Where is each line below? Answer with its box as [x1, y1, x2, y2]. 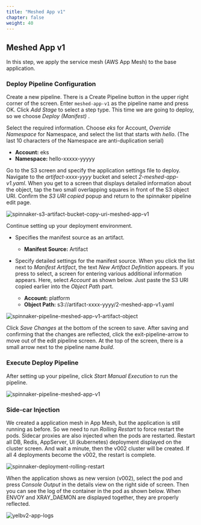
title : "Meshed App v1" [6, 8, 66, 15]
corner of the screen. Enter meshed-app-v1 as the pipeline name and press [6, 100, 189, 107]
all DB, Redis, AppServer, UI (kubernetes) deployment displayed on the [6, 438, 182, 446]
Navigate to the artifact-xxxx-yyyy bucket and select [6, 173, 137, 181]
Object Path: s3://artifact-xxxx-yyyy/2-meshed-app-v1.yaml [23, 301, 175, 308]
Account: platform [23, 295, 70, 302]
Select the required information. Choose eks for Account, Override [6, 124, 172, 131]
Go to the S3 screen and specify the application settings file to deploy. [6, 167, 181, 174]
